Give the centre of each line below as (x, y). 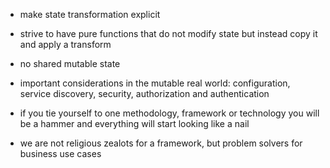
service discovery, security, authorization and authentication (144, 93)
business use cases (60, 153)
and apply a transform (65, 44)
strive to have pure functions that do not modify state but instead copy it (168, 33)
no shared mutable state (70, 63)
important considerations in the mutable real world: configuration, (155, 83)
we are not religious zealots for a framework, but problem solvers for (161, 143)
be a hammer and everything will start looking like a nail (134, 123)
